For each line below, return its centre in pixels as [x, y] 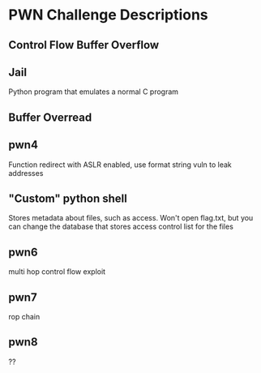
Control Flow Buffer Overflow [84, 45]
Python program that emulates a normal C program [94, 92]
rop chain [24, 317]
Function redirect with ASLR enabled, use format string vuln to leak [120, 165]
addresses [26, 173]
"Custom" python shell [68, 198]
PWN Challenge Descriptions [108, 15]
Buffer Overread [50, 117]
